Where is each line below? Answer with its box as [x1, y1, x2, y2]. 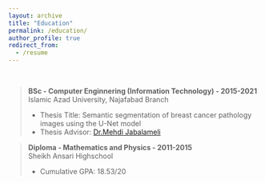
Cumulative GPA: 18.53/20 [39, 167, 126, 176]
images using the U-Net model [39, 119, 142, 128]
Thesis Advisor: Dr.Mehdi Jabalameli [39, 127, 162, 137]
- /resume [15, 49, 48, 57]
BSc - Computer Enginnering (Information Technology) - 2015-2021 [27, 86, 258, 96]
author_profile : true [8, 34, 81, 42]
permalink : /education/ [8, 26, 88, 34]
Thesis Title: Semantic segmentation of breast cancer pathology [39, 110, 252, 120]
